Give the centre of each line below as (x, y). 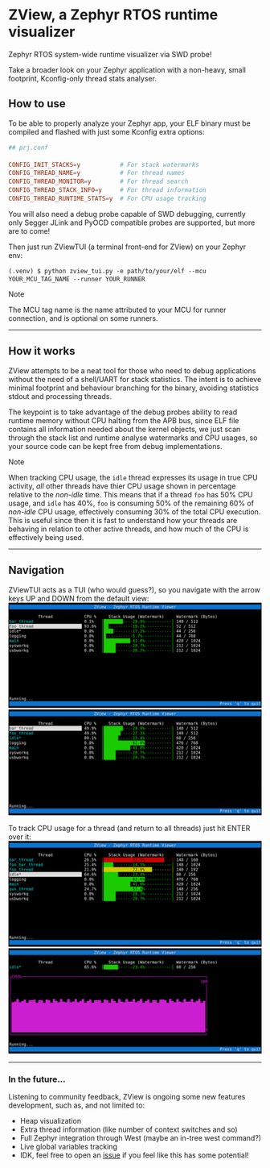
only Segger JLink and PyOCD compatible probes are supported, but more (132, 222)
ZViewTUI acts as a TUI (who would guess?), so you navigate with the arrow (135, 589)
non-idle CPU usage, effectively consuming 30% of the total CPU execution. (135, 511)
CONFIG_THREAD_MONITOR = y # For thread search (98, 182)
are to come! (29, 231)
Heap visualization (51, 1121)
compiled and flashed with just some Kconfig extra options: (106, 131)
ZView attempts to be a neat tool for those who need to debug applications (132, 370)
